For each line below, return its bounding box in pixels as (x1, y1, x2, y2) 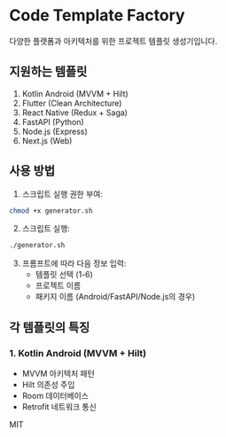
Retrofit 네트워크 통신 (21, 402, 97, 412)
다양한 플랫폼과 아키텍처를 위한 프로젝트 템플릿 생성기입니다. (9, 35, 218, 46)
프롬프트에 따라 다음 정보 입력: (21, 258, 127, 269)
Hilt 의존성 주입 (21, 379, 75, 390)
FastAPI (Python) (21, 116, 84, 127)
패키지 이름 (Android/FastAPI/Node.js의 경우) (35, 292, 196, 302)
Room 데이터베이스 (21, 391, 89, 401)
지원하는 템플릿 (9, 64, 88, 80)
